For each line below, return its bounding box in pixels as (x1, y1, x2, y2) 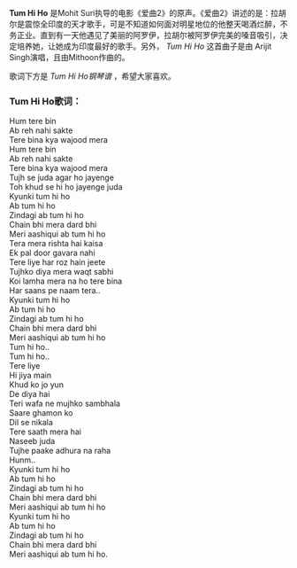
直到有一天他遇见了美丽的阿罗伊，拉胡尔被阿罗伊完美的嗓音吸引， (39, 30, 280, 40)
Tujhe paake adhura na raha (9, 446, 111, 456)
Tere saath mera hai (9, 426, 82, 437)
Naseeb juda (9, 436, 56, 447)
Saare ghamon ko (9, 408, 73, 418)
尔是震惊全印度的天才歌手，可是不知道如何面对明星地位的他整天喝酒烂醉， (9, 19, 280, 29)
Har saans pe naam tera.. (9, 285, 101, 296)
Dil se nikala (9, 417, 53, 428)
